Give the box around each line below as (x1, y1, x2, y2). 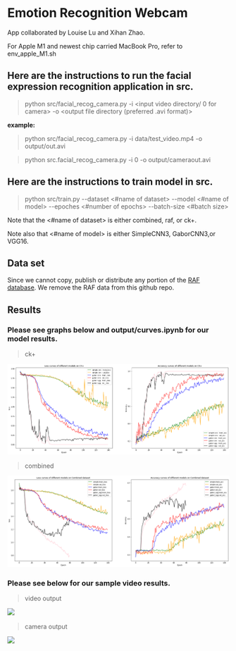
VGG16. (7, 237, 30, 245)
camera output (24, 622, 68, 631)
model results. (7, 333, 58, 343)
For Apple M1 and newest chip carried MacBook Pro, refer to (7, 42, 183, 50)
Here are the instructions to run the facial (7, 70, 192, 82)
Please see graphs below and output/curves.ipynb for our (7, 325, 209, 335)
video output (24, 594, 62, 603)
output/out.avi (24, 142, 66, 150)
